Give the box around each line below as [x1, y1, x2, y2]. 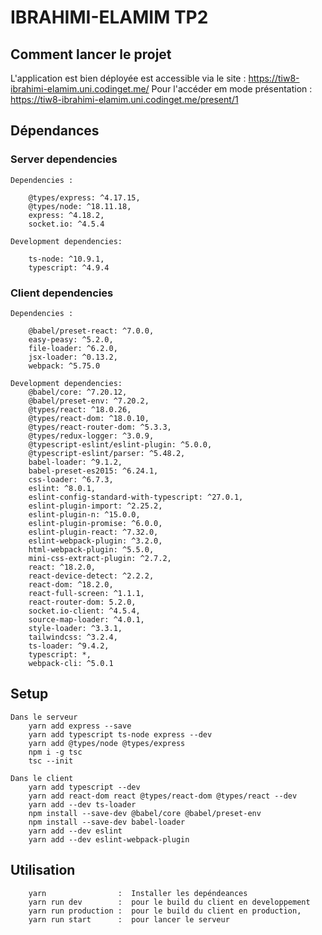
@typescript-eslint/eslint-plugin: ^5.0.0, [28, 439, 213, 450]
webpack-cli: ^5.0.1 [28, 658, 114, 668]
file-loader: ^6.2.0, [28, 343, 118, 353]
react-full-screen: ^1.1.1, [28, 588, 145, 598]
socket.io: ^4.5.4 [28, 219, 105, 229]
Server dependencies [10, 152, 118, 166]
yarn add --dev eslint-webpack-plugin [28, 834, 190, 845]
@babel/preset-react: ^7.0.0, [28, 326, 155, 336]
